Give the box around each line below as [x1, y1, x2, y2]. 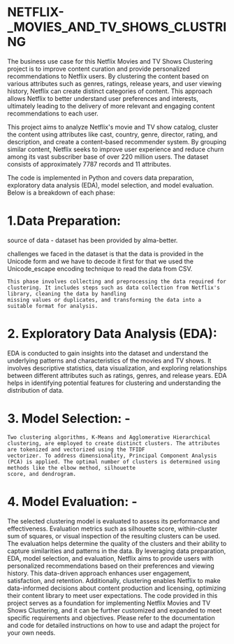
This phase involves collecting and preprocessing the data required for [7, 278, 227, 285]
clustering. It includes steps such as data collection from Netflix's [7, 284, 220, 291]
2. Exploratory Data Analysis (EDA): [7, 326, 218, 342]
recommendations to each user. [7, 109, 99, 118]
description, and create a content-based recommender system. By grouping [7, 137, 227, 146]
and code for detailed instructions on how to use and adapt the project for [7, 621, 220, 629]
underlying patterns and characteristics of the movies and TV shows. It [7, 356, 212, 365]
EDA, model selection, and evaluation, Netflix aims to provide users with [7, 554, 214, 562]
